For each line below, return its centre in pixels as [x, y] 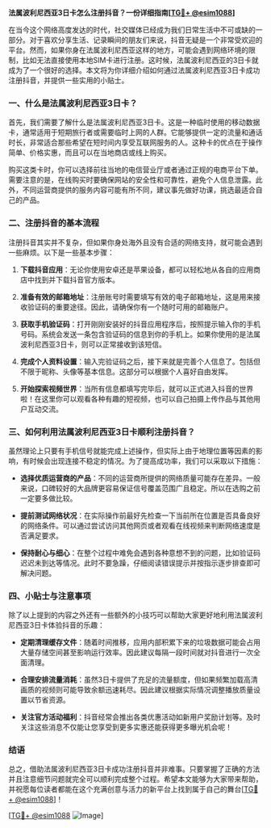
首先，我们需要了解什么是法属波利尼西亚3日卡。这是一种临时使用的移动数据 [134, 122]
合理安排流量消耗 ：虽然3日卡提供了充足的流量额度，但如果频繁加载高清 [139, 680]
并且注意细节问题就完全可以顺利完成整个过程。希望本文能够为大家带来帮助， [135, 780]
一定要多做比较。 [48, 498]
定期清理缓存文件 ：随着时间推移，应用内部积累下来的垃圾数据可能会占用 [140, 642]
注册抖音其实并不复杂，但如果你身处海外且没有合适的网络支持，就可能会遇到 [135, 242]
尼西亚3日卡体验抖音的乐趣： [56, 625]
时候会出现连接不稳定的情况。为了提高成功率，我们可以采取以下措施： [146, 460]
